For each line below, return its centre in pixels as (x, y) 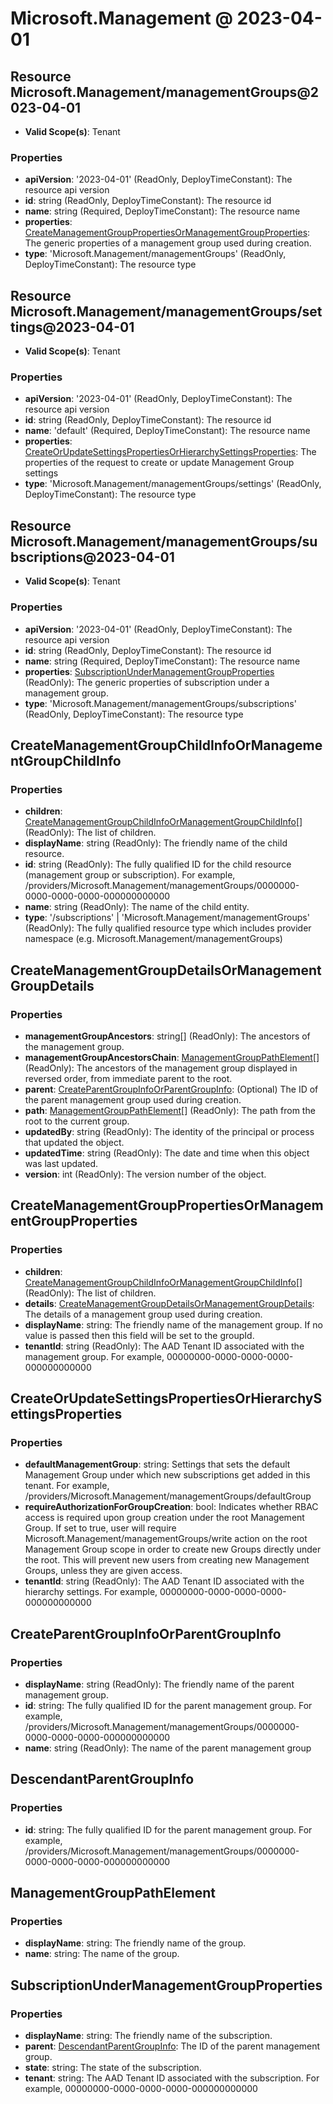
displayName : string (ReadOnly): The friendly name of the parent (159, 1684)
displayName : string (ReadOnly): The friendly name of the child (156, 843)
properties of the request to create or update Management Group (159, 463)
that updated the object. (74, 1142)
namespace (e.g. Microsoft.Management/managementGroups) (153, 939)
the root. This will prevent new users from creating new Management (167, 1560)
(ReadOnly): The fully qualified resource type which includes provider (168, 928)
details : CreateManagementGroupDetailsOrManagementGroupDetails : (169, 1303)
